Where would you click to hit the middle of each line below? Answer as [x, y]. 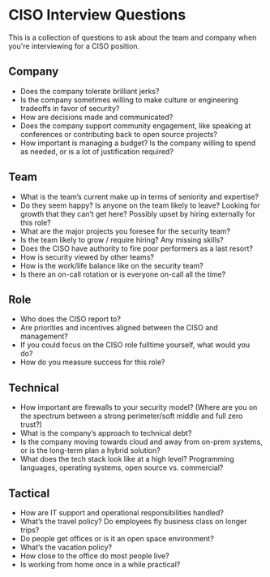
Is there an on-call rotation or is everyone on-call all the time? [123, 274]
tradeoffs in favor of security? [70, 108]
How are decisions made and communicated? [96, 117]
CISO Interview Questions [97, 15]
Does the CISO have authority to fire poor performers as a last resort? [137, 248]
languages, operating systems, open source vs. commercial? [122, 467]
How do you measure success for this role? [92, 362]
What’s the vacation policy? [66, 547]
